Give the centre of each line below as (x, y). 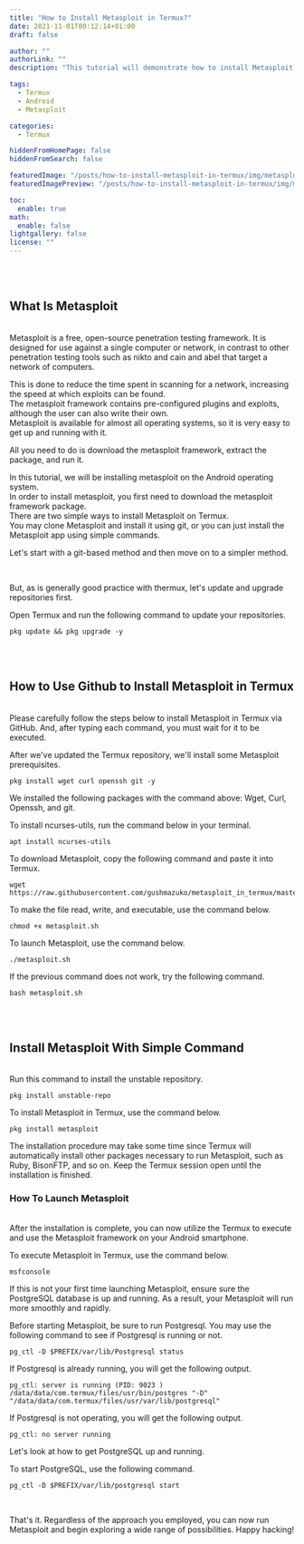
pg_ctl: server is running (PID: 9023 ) (87, 1385)
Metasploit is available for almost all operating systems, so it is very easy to (150, 422)
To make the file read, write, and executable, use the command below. (140, 909)
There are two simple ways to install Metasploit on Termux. (119, 515)
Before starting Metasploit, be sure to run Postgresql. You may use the (140, 1326)
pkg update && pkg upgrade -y (66, 631)
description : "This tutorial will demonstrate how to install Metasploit (152, 68)
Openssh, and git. (42, 807)
